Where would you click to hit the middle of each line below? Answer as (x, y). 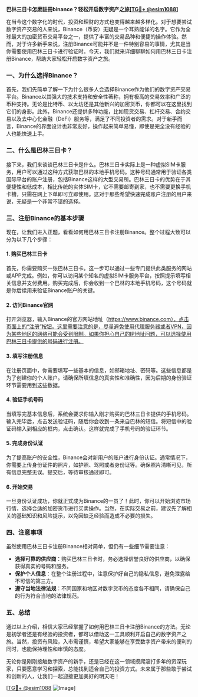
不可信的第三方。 (35, 581)
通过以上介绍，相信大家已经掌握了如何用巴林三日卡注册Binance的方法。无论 (99, 626)
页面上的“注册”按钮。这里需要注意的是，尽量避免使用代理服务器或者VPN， (96, 326)
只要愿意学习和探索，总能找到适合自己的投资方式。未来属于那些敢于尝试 (104, 669)
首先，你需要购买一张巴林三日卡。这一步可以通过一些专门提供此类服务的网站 (99, 269)
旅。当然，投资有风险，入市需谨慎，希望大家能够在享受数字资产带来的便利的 (99, 641)
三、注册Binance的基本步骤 (45, 218)
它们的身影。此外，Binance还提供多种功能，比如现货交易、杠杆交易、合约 (96, 112)
